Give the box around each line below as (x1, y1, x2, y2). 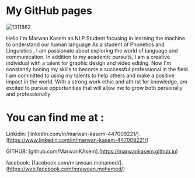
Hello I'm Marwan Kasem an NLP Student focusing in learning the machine (6, 34, 186, 41)
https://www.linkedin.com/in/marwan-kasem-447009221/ (8, 136, 147, 144)
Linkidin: (6, 130, 26, 137)
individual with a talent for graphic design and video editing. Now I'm (6, 60, 171, 67)
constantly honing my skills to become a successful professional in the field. (6, 65, 190, 72)
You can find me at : (6, 111, 104, 124)
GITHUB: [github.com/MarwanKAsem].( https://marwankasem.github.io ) (6, 148, 178, 155)
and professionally (6, 90, 51, 97)
